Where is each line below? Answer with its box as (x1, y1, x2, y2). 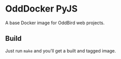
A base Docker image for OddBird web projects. (5, 20, 105, 26)
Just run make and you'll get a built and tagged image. (5, 47, 116, 53)
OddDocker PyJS (5, 3, 78, 15)
